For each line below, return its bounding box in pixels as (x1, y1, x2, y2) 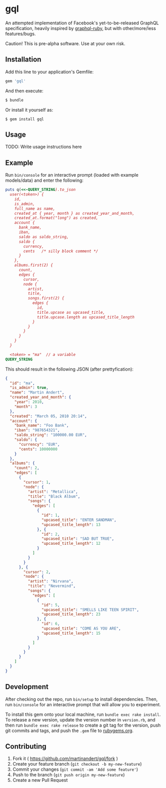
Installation (5, 55, 41, 64)
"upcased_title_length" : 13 (41, 522, 101, 527)
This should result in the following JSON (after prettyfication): (5, 366, 134, 372)
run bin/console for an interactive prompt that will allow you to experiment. (5, 701, 161, 707)
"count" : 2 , (14, 466, 39, 471)
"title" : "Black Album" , (27, 494, 80, 499)
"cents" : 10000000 (18, 446, 58, 452)
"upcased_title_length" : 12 (41, 541, 101, 546)
